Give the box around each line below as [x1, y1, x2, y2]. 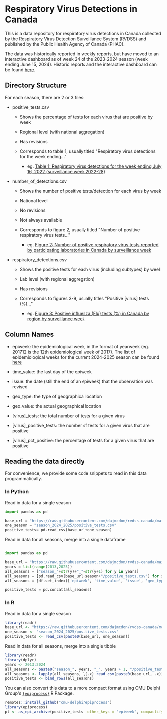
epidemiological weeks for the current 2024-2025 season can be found [12, 354, 159, 360]
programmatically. [5, 476, 42, 482]
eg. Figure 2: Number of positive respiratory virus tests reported [27, 241, 159, 248]
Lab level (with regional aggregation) [19, 276, 95, 282]
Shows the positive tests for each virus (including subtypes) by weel [19, 266, 160, 272]
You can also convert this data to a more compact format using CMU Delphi [5, 685, 160, 691]
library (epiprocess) [5, 705, 48, 710]
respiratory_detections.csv [12, 256, 67, 263]
